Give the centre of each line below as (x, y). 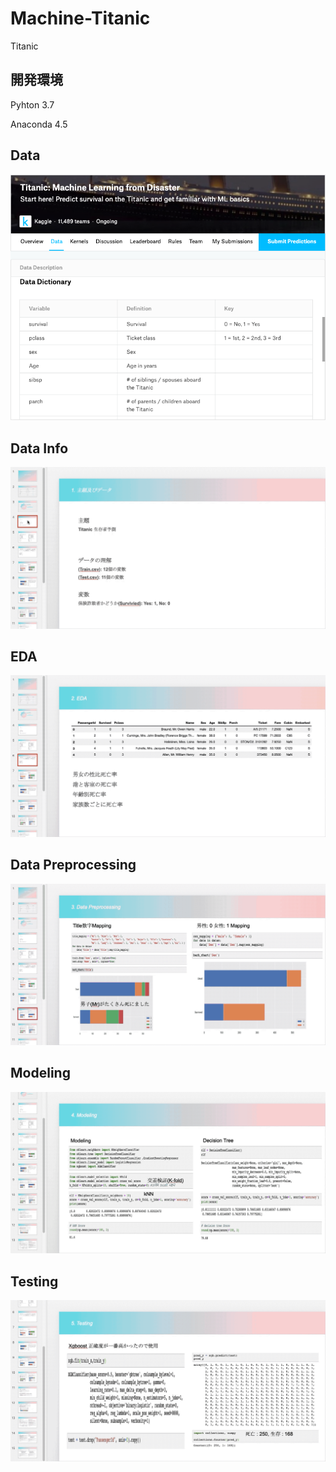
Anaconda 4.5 (39, 124)
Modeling (40, 1073)
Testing (34, 1281)
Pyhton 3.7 (32, 104)
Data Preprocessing (73, 865)
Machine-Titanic (80, 18)
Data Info (39, 448)
